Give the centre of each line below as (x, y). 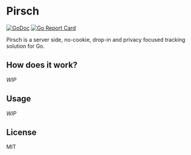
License (21, 132)
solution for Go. (26, 46)
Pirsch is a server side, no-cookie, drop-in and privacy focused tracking (96, 39)
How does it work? (42, 65)
